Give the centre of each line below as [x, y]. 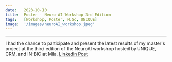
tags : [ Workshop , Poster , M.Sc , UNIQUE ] [51, 19]
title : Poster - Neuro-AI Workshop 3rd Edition [58, 15]
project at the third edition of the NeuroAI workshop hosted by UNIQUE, [81, 49]
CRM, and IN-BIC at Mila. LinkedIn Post [47, 54]
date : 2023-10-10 [26, 10]
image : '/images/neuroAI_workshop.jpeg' [50, 24]
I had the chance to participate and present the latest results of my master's [85, 43]
